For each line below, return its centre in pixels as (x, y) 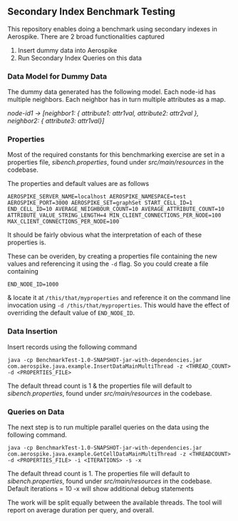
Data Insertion (33, 331)
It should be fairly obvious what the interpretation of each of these (104, 235)
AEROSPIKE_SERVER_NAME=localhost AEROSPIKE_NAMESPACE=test (97, 197)
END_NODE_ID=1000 (33, 284)
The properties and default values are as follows (78, 184)
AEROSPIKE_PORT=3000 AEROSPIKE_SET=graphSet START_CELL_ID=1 (100, 203)
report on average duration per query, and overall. (81, 510)
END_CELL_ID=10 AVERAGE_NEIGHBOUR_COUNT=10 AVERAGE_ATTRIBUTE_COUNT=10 (116, 210)
